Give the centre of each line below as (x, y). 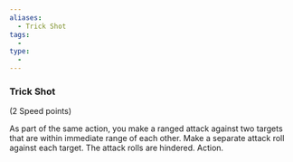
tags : (19, 34)
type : (19, 52)
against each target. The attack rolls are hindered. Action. (117, 148)
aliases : (26, 18)
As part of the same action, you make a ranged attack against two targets (146, 129)
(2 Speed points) (41, 111)
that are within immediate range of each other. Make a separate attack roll (147, 138)
